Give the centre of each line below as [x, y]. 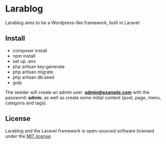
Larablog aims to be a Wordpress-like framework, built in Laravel [72, 23]
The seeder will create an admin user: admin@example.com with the [77, 92]
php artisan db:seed [33, 77]
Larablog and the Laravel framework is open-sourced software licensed [80, 130]
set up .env [24, 61]
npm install [24, 56]
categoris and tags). [26, 103]
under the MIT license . [29, 136]
